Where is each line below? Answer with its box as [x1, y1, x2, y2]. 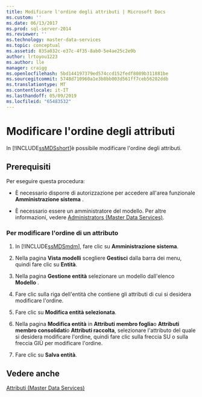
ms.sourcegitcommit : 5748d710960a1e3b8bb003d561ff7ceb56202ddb [6, 76, 169, 82]
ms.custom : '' [6, 14, 42, 20]
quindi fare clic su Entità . [14, 260, 78, 268]
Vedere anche [6, 369, 60, 379]
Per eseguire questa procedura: [6, 178, 86, 185]
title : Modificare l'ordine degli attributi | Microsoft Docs [6, 8, 166, 15]
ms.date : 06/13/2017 [6, 20, 58, 26]
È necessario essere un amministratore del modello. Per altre [14, 207, 166, 214]
